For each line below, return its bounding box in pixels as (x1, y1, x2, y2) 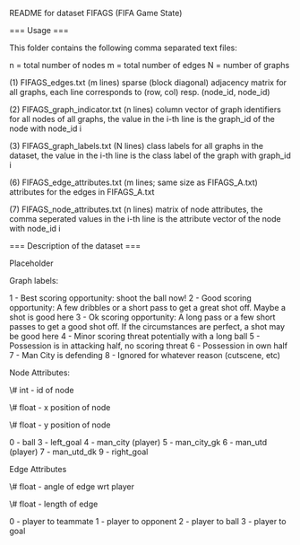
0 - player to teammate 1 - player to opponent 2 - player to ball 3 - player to (9, 516, 287, 526)
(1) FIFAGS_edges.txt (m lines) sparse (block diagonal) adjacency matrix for (9, 77, 287, 88)
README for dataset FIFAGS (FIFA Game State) (9, 8, 183, 18)
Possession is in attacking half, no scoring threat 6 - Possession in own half (9, 340, 288, 351)
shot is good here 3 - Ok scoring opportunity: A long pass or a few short (9, 312, 276, 322)
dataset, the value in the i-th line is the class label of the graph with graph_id (9, 150, 291, 161)
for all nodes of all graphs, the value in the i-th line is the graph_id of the (9, 114, 275, 124)
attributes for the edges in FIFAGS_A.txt (9, 187, 155, 197)
